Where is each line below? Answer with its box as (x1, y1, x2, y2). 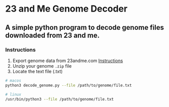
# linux (5, 92, 22, 97)
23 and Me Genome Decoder (5, 3, 128, 15)
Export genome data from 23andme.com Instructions (12, 58, 123, 64)
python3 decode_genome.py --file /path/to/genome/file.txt (5, 83, 132, 88)
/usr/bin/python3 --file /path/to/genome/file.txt (5, 96, 114, 101)
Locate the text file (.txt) (12, 68, 63, 74)
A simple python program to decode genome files (5, 23, 164, 32)
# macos (5, 78, 22, 83)
